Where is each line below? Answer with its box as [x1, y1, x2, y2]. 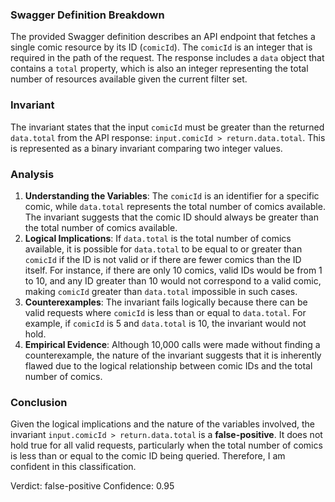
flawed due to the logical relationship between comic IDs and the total [24, 359, 313, 372]
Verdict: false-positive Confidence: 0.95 [10, 480, 175, 492]
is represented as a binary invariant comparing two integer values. [10, 142, 283, 154]
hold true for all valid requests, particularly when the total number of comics [10, 439, 323, 452]
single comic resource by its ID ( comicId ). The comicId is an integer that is [10, 41, 313, 53]
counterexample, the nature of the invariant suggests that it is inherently [24, 349, 322, 361]
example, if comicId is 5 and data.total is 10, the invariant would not [24, 317, 307, 329]
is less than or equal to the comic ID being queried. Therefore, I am [10, 450, 286, 462]
